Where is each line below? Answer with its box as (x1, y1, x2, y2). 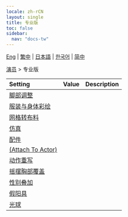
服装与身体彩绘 (9, 102, 52, 110)
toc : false (6, 25, 33, 31)
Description (85, 80, 120, 88)
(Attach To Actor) (9, 145, 57, 154)
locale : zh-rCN (6, 8, 44, 15)
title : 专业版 (6, 20, 39, 25)
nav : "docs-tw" (11, 36, 49, 42)
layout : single (6, 14, 44, 20)
